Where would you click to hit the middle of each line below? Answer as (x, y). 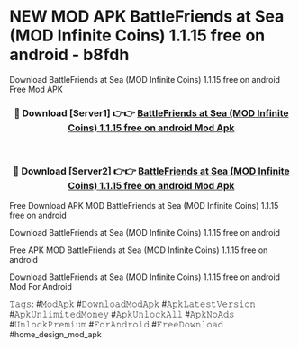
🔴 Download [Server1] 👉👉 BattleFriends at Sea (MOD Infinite (151, 112)
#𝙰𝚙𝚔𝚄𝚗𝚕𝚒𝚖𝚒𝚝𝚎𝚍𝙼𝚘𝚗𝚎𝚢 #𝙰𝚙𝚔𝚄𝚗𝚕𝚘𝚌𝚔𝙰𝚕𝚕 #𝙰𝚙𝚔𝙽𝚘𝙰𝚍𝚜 (122, 314)
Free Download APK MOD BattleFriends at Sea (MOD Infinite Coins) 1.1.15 (144, 205)
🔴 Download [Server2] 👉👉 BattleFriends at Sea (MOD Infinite (151, 171)
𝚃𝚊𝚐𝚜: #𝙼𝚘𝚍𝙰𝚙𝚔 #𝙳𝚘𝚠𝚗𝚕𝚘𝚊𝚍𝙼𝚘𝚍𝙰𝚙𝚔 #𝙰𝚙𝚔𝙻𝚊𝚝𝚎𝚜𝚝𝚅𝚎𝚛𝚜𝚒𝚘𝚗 (133, 304)
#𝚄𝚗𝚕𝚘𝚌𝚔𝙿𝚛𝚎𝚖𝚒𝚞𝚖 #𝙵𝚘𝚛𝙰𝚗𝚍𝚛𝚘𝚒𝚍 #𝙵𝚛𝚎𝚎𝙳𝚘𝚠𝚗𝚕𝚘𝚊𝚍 (116, 324)
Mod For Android (41, 286)
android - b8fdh (69, 55)
